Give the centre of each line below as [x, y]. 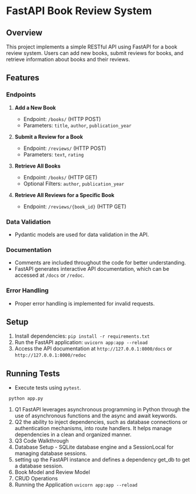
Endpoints [21, 94]
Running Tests [33, 373]
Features [23, 78]
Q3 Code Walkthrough [41, 441]
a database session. [39, 466]
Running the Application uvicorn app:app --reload [76, 485]
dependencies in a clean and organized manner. [73, 434]
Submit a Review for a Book [49, 136]
